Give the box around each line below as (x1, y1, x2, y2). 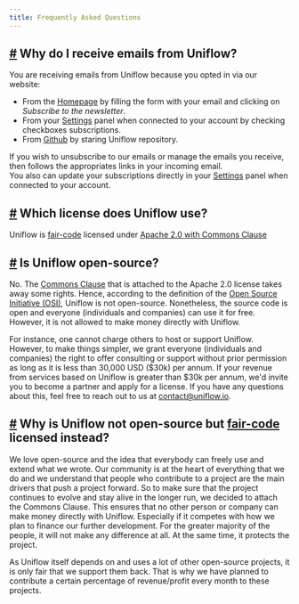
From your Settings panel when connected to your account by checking (21, 115, 286, 126)
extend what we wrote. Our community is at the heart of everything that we (9, 463, 285, 474)
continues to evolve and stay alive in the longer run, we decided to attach (9, 492, 278, 502)
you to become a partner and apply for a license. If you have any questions (9, 381, 285, 392)
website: (9, 79, 41, 90)
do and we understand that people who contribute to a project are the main (9, 473, 285, 484)
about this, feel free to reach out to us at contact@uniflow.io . (9, 391, 231, 402)
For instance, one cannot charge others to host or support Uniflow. (9, 334, 254, 345)
